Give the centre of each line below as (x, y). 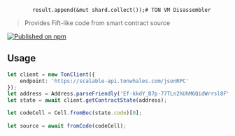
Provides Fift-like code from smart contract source (97, 23)
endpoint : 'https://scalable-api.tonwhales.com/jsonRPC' (105, 81)
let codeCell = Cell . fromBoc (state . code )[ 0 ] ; (74, 113)
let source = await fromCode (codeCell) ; (67, 126)
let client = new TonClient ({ (51, 74)
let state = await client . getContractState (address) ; (87, 100)
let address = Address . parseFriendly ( (64, 94)
